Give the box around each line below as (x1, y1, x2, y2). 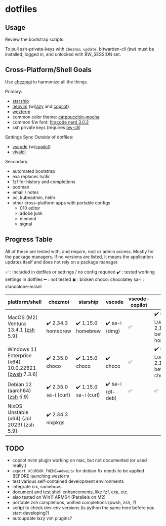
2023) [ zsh (7, 421, 35, 428)
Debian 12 (7, 381, 32, 388)
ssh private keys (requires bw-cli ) (12, 124, 81, 130)
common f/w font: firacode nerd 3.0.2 (12, 119, 89, 125)
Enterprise (7, 352, 32, 359)
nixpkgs (46, 419, 65, 426)
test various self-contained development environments (12, 478, 124, 484)
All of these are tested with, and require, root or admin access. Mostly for (5, 248, 154, 254)
